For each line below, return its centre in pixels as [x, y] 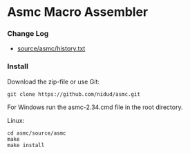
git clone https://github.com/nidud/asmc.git [74, 94]
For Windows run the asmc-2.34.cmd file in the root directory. [95, 107]
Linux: [16, 120]
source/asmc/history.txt [51, 48]
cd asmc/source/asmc [37, 133]
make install [26, 145]
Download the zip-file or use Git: [54, 81]
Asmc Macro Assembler [78, 12]
